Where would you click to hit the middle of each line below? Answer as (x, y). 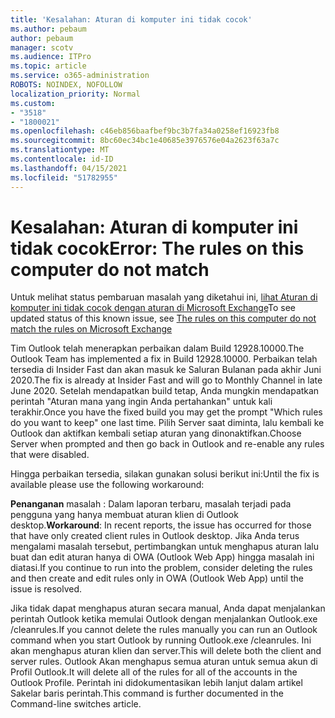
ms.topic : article (48, 66)
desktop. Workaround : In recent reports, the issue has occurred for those (161, 525)
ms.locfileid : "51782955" (64, 177)
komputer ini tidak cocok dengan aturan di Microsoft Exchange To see (153, 308)
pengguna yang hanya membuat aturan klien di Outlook (124, 515)
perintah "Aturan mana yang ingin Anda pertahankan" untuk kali (141, 402)
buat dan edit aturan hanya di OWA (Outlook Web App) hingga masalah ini (162, 557)
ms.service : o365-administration (80, 76)
